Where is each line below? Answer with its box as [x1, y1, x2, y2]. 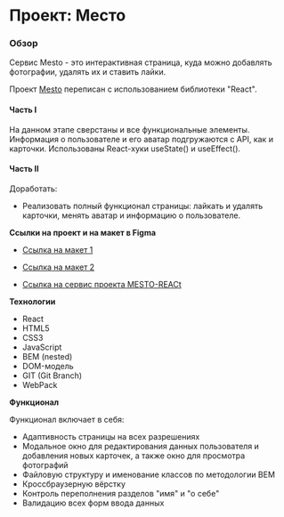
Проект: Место [9, 5, 126, 26]
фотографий [21, 459, 69, 470]
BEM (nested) [21, 351, 73, 361]
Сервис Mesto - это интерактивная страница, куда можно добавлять [9, 57, 273, 68]
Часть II [9, 164, 39, 174]
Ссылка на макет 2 [21, 262, 95, 272]
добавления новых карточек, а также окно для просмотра [21, 450, 246, 461]
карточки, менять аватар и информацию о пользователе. [21, 210, 241, 221]
